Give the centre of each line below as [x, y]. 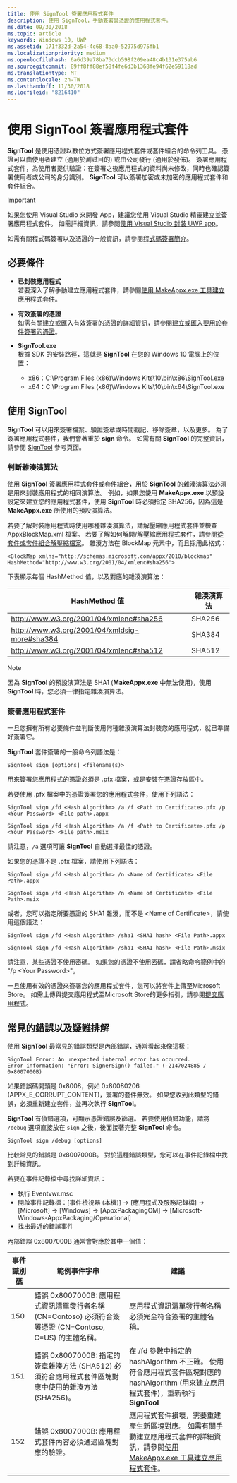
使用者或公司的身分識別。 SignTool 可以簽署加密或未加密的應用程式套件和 [121, 177]
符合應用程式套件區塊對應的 [175, 1372]
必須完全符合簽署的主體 [168, 1316]
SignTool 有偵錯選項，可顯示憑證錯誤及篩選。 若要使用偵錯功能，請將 [109, 1119]
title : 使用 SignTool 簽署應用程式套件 [61, 14]
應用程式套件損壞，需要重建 [175, 1415]
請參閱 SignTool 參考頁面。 [47, 447]
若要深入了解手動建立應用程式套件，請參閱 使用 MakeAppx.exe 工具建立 [121, 290]
